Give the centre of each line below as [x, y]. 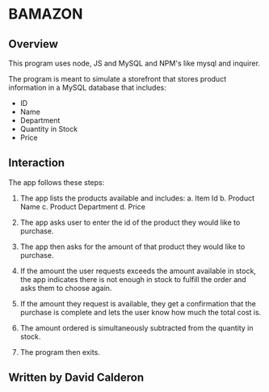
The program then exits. [60, 352]
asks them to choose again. [66, 288]
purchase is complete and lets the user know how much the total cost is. [141, 312]
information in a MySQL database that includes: [88, 87]
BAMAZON [46, 14]
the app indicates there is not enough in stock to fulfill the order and [133, 279]
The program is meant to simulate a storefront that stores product [118, 79]
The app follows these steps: [57, 182]
